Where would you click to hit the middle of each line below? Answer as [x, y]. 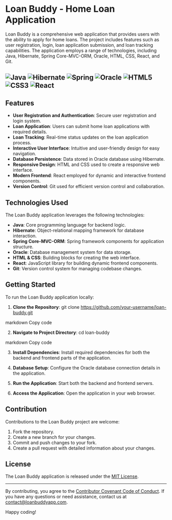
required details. [30, 132]
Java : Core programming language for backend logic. [69, 225]
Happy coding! [21, 512]
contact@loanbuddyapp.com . [37, 502]
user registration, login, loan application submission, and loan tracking [79, 45]
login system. [27, 121]
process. [22, 143]
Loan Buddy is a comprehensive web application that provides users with [82, 34]
